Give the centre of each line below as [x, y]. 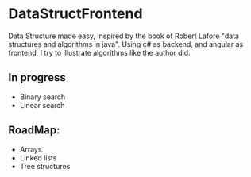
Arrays [31, 149]
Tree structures [45, 166]
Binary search [42, 97]
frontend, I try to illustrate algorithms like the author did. [99, 52]
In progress [37, 77]
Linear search [42, 105]
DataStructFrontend [75, 14]
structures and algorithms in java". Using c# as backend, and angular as [126, 44]
